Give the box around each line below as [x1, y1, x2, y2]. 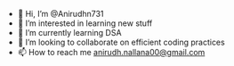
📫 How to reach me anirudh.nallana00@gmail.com [17, 47, 206, 57]
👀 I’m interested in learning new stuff [17, 18, 153, 29]
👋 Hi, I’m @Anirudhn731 [17, 9, 104, 19]
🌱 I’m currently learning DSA [17, 28, 122, 37]
